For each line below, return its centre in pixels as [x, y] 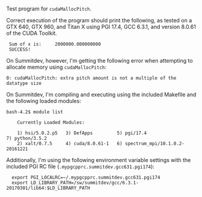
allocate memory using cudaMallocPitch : [56, 67]
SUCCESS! [20, 49]
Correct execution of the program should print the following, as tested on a [99, 20]
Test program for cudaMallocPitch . [49, 9]
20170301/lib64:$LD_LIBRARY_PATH [48, 188]
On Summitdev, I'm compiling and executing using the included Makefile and [101, 95]
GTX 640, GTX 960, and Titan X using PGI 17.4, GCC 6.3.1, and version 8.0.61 [101, 27]
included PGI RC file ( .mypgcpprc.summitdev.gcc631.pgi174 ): [80, 166]
